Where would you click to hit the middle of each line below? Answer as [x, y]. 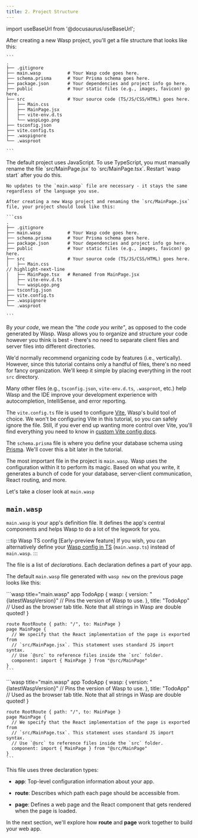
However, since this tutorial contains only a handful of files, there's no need [99, 364]
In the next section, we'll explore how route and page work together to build [99, 823]
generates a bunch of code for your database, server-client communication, [99, 473]
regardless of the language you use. [53, 191]
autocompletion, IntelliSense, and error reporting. [66, 401]
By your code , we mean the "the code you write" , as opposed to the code [96, 327]
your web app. [24, 829]
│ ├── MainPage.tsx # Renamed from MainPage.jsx [73, 275]
